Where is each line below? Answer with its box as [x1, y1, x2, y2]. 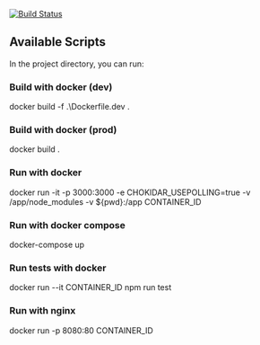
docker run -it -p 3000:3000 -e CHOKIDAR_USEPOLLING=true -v [9, 187, 251, 198]
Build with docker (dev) [9, 81, 113, 93]
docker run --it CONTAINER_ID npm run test [9, 282, 172, 293]
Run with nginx [9, 305, 76, 317]
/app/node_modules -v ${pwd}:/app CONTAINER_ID [9, 196, 202, 207]
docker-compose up [9, 239, 85, 250]
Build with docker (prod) [9, 124, 117, 137]
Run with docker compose [9, 218, 126, 231]
